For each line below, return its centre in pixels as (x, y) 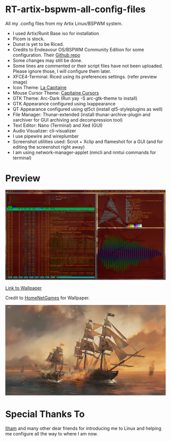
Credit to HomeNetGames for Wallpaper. (48, 298)
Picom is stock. (28, 39)
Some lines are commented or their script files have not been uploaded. (88, 66)
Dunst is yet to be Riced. (38, 44)
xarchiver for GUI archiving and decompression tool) (68, 120)
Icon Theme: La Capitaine (40, 87)
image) (20, 82)
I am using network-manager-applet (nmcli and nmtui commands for (84, 152)
